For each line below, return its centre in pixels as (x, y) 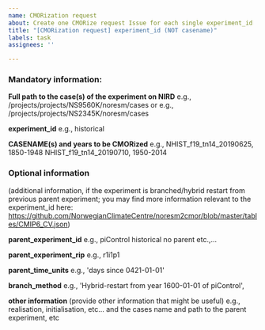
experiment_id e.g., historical (57, 129)
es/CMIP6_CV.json (38, 224)
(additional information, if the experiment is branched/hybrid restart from (127, 190)
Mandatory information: (55, 80)
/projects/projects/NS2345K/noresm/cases (78, 114)
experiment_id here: (41, 207)
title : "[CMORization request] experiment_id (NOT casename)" (113, 30)
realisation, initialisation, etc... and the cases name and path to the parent (127, 309)
